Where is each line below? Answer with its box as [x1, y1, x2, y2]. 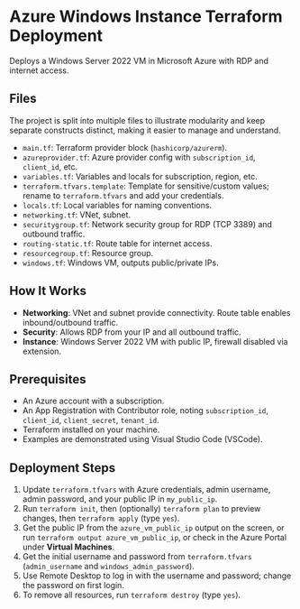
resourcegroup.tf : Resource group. [22, 247, 154, 258]
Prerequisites [9, 372, 86, 387]
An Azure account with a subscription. [22, 395, 165, 407]
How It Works [9, 283, 87, 299]
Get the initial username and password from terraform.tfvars [22, 551, 252, 562]
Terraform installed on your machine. [22, 424, 160, 435]
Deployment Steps [9, 460, 115, 475]
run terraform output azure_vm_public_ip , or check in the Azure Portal [22, 532, 286, 543]
